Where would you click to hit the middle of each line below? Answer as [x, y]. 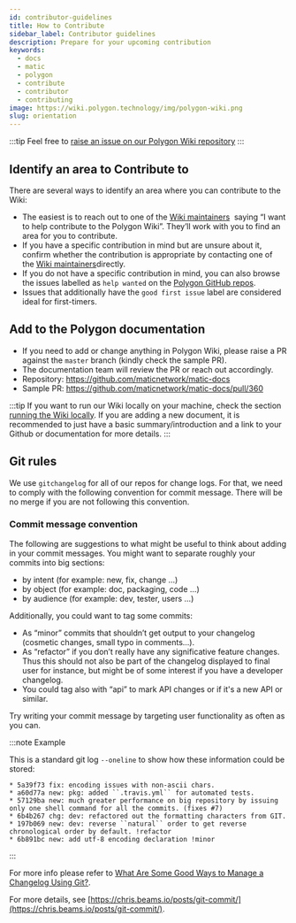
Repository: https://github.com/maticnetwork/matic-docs [126, 379]
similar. [35, 698]
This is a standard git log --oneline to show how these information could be [147, 759]
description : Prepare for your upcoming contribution [110, 42]
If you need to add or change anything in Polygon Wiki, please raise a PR [154, 350]
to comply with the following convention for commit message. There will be [146, 492]
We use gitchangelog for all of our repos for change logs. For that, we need [146, 482]
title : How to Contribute [57, 26]
